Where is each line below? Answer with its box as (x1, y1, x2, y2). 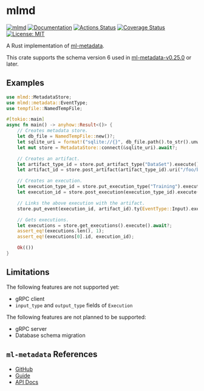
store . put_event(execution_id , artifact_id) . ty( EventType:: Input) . (17, 206, 191, 212)
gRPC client (15, 295, 45, 302)
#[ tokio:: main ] (6, 116, 45, 122)
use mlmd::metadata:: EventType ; (6, 100, 88, 106)
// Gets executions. (17, 216, 69, 223)
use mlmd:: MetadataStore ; (6, 94, 72, 100)
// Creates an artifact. (17, 156, 80, 162)
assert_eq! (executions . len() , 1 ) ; (17, 228, 104, 234)
